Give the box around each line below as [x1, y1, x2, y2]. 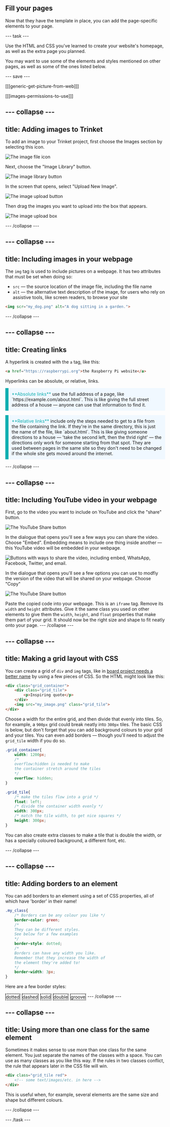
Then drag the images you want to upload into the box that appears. [5, 203, 148, 209]
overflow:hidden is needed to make [14, 762, 90, 767]
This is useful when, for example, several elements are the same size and [5, 1091, 158, 1097]
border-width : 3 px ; [14, 969, 56, 975]
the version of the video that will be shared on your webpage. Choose [5, 575, 151, 582]
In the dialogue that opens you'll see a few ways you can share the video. [5, 534, 159, 540]
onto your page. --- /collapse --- [5, 622, 74, 628]
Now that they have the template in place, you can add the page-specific [5, 17, 158, 23]
